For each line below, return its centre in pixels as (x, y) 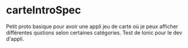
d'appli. (15, 39)
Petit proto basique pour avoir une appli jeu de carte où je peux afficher (92, 26)
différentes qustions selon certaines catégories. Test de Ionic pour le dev (94, 32)
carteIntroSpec (44, 10)
